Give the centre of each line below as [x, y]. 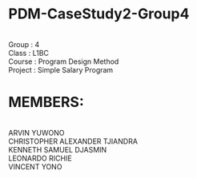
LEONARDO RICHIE [40, 158]
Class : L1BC [29, 53]
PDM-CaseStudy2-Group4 [99, 14]
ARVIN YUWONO [37, 133]
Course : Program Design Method [64, 61]
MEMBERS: [46, 103]
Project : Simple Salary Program [61, 69]
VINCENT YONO [35, 166]
